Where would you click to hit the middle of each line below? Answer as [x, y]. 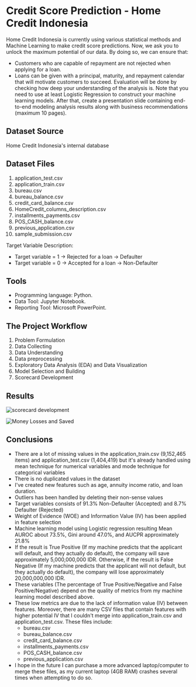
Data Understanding [39, 353]
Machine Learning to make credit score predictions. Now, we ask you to [92, 46]
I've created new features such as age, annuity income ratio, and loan [99, 485]
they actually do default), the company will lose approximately [89, 572]
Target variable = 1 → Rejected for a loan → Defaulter [78, 256]
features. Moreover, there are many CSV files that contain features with [100, 609]
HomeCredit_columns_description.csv [60, 209]
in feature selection [38, 522]
